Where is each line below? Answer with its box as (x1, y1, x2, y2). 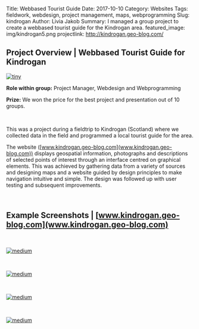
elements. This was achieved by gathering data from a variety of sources (6, 162, 186, 170)
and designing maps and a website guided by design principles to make (6, 168, 182, 176)
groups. (6, 102, 26, 109)
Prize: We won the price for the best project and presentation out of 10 (6, 96, 180, 103)
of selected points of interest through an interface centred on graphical (6, 156, 181, 163)
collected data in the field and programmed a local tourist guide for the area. (6, 131, 194, 139)
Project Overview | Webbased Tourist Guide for (6, 48, 185, 58)
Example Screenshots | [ (6, 210, 99, 220)
